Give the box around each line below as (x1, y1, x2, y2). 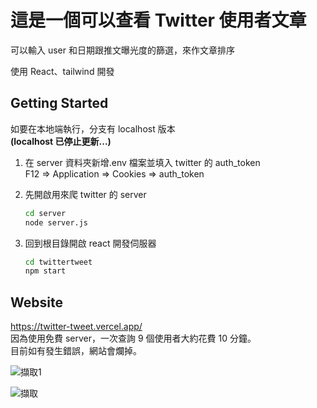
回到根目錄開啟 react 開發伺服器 (24, 237, 157, 249)
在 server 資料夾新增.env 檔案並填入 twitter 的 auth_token (24, 156, 261, 168)
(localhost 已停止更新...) (10, 135, 112, 147)
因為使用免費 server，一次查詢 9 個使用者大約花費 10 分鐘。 (10, 332, 257, 345)
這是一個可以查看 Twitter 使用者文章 (10, 9, 307, 32)
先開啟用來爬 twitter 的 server (24, 188, 147, 200)
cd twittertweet (24, 257, 93, 267)
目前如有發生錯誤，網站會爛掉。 (10, 345, 142, 357)
